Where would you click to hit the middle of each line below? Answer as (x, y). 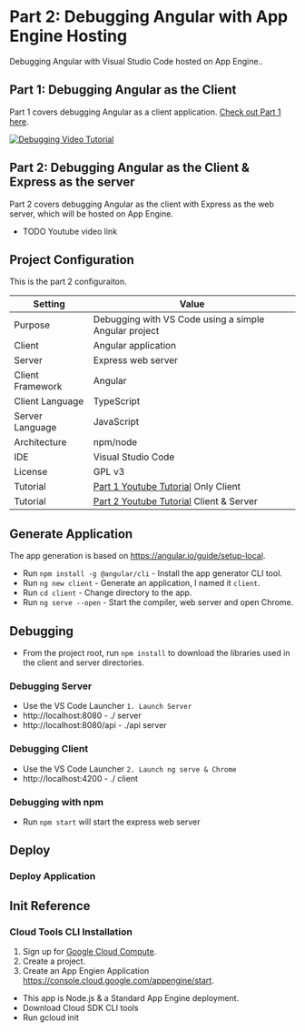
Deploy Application (53, 876)
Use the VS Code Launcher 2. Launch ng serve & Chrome (129, 769)
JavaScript (116, 422)
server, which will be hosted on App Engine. (92, 213)
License (31, 472)
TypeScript (117, 401)
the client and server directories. (84, 663)
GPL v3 (109, 472)
